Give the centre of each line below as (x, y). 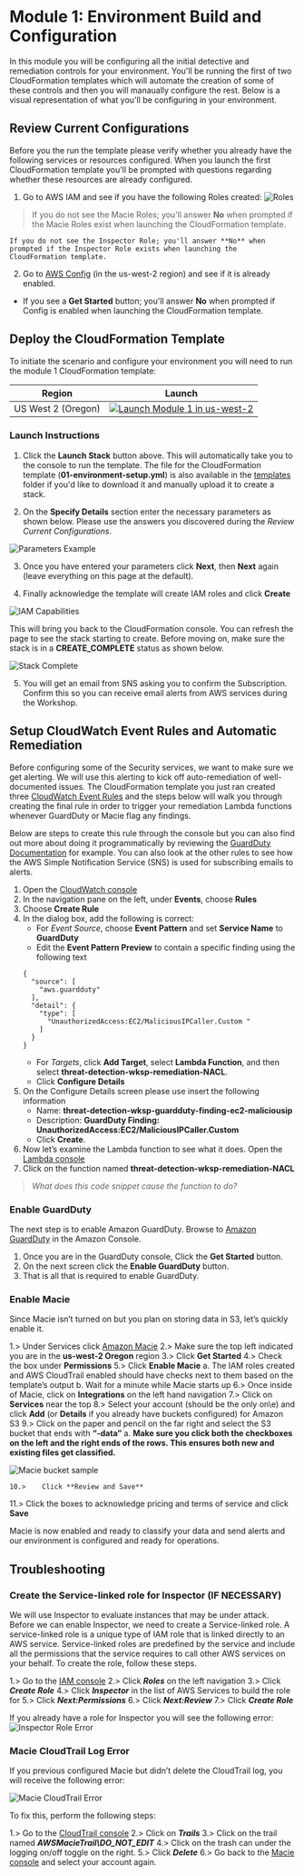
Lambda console (54, 1158)
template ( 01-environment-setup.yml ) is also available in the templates (157, 474)
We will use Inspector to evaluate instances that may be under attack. (139, 1614)
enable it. (27, 1329)
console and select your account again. (83, 1862)
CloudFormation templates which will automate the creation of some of (142, 80)
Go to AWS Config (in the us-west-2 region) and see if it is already (146, 274)
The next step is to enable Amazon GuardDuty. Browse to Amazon (133, 1229)
